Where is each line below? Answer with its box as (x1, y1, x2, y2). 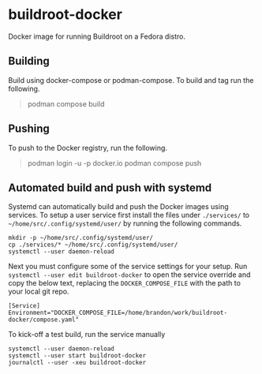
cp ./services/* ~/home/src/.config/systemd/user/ (8, 241, 178, 249)
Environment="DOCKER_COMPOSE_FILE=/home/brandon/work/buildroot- (8, 309, 227, 317)
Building (8, 54, 50, 68)
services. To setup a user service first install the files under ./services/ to (8, 211, 250, 220)
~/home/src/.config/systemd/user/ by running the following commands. (8, 219, 242, 228)
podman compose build (27, 99, 105, 108)
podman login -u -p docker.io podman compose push (27, 158, 202, 167)
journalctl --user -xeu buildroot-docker (8, 359, 147, 367)
